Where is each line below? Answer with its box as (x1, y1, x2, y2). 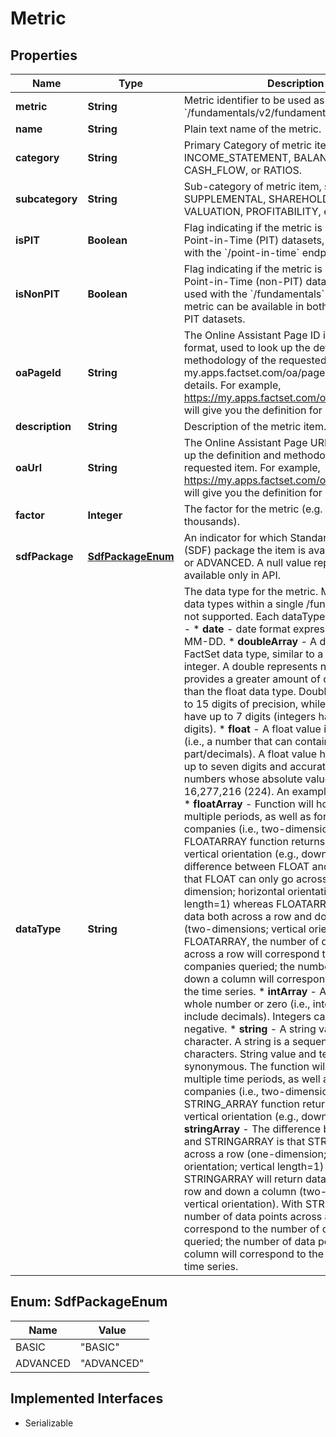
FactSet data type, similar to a (183, 647, 324, 661)
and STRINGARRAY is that (183, 1135, 306, 1148)
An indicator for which (183, 531, 288, 544)
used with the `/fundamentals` (183, 287, 325, 301)
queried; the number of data (183, 1235, 316, 1248)
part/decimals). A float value (183, 747, 318, 761)
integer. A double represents (183, 660, 318, 673)
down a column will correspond (183, 972, 332, 986)
